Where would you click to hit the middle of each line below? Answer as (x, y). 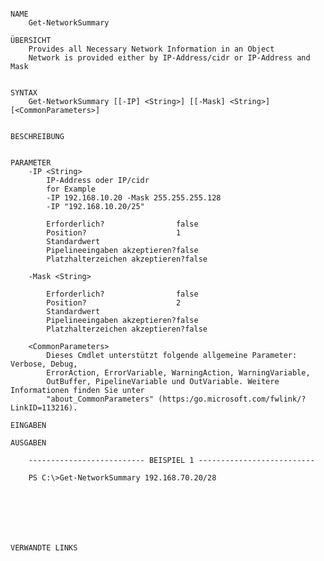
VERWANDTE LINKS (44, 548)
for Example (71, 189)
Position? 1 (114, 233)
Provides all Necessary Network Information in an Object (151, 49)
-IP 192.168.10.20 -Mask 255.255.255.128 (134, 198)
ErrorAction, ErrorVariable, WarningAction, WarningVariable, (178, 373)
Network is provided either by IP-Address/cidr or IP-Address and (169, 58)
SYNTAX (24, 93)
